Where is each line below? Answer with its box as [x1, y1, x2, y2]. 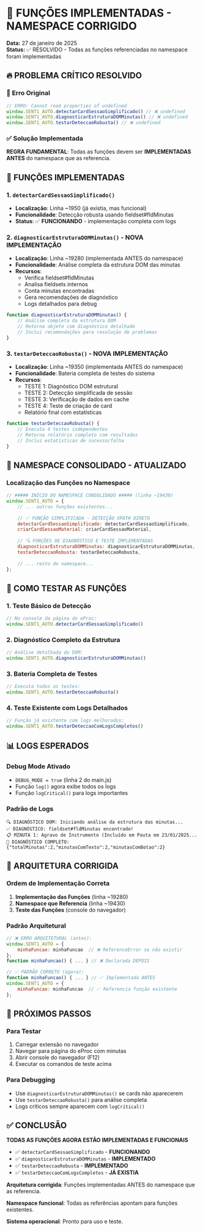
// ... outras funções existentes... [17, 503, 114, 510]
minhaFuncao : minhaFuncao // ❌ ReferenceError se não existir [17, 947, 183, 953]
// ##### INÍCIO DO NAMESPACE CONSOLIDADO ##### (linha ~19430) [6, 492, 174, 498]
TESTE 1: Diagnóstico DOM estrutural [24, 383, 118, 390]
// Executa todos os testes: [6, 684, 81, 690]
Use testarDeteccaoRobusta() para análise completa [15, 1096, 147, 1103]
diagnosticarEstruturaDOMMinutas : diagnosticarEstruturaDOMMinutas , [17, 544, 196, 550]
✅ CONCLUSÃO [6, 1120, 67, 1131]
